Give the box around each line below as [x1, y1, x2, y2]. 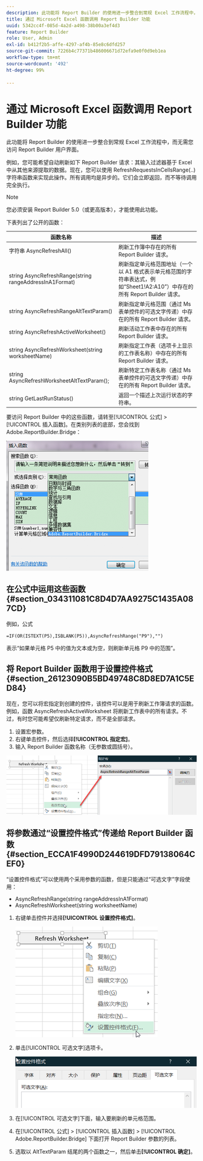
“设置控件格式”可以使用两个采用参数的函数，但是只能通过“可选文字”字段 [6, 875, 185, 882]
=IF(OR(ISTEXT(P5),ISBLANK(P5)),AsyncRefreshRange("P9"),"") [6, 633, 164, 639]
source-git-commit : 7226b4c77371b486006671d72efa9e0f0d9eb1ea [6, 48, 166, 54]
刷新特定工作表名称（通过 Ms [118, 366, 192, 374]
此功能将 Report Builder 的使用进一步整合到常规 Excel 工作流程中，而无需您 [6, 138, 194, 146]
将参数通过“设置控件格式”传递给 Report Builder [6, 828, 183, 838]
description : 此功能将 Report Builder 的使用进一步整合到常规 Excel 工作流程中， [6, 10, 198, 16]
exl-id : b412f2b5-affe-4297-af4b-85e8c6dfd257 [6, 42, 126, 48]
